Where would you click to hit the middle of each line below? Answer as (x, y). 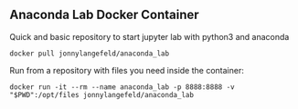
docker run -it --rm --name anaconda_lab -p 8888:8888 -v (122, 87)
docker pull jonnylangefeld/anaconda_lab (90, 54)
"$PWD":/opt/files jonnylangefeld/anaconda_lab (102, 94)
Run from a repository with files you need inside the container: (127, 70)
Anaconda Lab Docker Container (104, 15)
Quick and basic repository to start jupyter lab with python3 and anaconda (149, 36)
